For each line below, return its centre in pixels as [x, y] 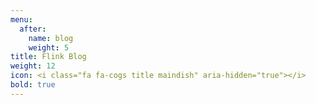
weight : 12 [33, 66]
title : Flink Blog [48, 57]
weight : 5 [49, 47]
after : [33, 29]
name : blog [51, 38]
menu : [21, 19]
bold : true [33, 85]
